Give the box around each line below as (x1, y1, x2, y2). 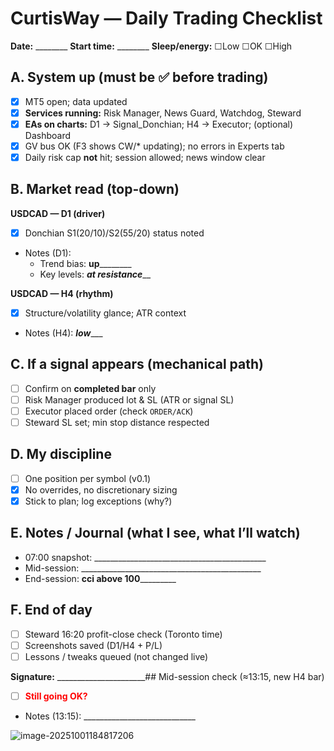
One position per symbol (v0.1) (24, 472, 152, 484)
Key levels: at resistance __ (39, 268, 152, 280)
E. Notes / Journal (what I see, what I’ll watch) (10, 525, 301, 542)
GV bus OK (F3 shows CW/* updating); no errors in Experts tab (24, 140, 285, 152)
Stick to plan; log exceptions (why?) (24, 495, 173, 507)
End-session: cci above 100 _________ (24, 572, 177, 584)
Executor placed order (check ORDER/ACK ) (24, 405, 194, 417)
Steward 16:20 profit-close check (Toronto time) (24, 628, 223, 640)
